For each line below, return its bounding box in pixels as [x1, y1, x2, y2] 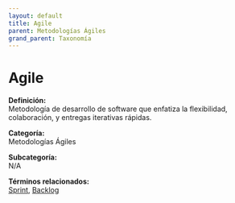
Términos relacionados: [8, 176, 90, 186]
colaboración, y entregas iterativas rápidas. [8, 113, 152, 122]
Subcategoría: [8, 152, 58, 162]
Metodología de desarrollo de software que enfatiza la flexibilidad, [8, 104, 228, 114]
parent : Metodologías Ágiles [8, 27, 106, 35]
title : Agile [8, 19, 52, 27]
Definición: [8, 96, 47, 106]
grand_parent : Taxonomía [8, 34, 92, 43]
